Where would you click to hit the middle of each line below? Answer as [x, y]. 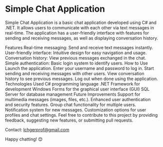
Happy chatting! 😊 [24, 139]
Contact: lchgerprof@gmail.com [37, 129]
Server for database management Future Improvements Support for [73, 94]
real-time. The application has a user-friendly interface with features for [77, 33]
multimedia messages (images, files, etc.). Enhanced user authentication [78, 99]
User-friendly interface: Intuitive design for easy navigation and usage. [76, 53]
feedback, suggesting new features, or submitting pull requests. [69, 120]
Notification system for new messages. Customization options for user [76, 110]
